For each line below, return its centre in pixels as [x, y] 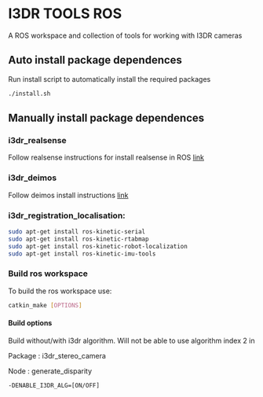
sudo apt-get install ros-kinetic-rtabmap [79, 239]
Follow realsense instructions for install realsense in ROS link [106, 157]
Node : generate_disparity [50, 371]
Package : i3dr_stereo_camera [57, 355]
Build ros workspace [48, 274]
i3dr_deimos [33, 178]
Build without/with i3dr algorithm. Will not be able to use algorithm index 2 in [131, 340]
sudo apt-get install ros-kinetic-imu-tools [82, 254]
